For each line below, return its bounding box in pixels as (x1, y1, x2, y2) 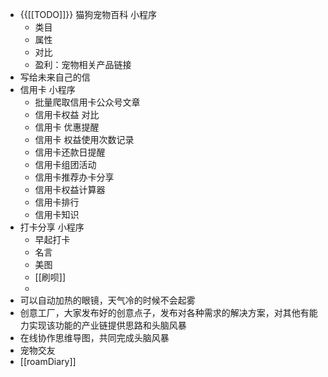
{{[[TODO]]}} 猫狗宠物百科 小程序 (19, 9, 158, 20)
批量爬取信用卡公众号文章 (34, 96, 141, 108)
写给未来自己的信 (19, 71, 91, 83)
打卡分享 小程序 (19, 221, 85, 233)
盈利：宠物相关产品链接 (34, 59, 132, 70)
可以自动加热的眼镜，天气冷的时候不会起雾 (19, 294, 196, 306)
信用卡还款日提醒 (34, 146, 106, 158)
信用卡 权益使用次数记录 (34, 134, 135, 145)
